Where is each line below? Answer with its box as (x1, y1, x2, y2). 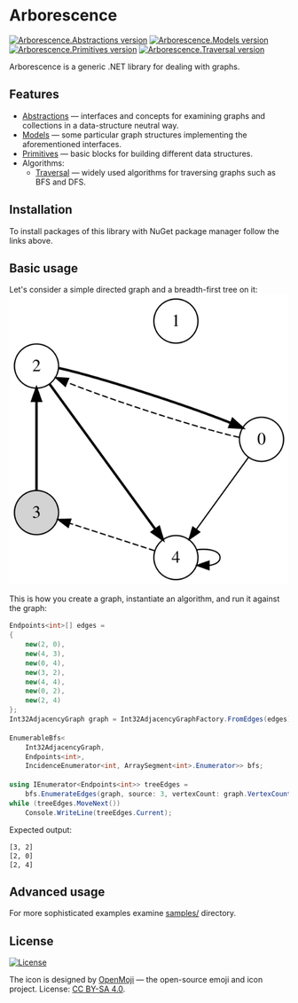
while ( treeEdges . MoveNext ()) (9, 799, 122, 808)
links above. (9, 235, 53, 246)
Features (9, 87, 59, 102)
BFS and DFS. (35, 176, 86, 187)
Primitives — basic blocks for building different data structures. (21, 148, 254, 159)
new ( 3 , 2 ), (25, 668, 66, 677)
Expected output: (9, 824, 73, 835)
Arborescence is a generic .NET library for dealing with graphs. (9, 61, 240, 72)
